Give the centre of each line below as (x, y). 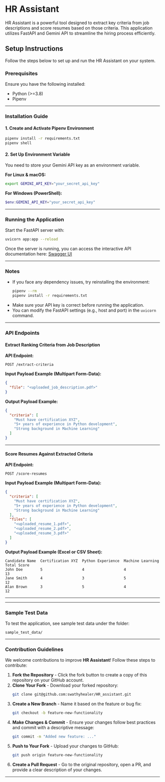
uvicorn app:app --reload (31, 239)
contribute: (16, 665)
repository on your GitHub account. (48, 680)
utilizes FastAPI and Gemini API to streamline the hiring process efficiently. (80, 33)
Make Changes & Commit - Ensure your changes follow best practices (84, 722)
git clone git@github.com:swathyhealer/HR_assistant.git (72, 694)
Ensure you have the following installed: (45, 84)
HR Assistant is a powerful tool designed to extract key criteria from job (77, 23)
